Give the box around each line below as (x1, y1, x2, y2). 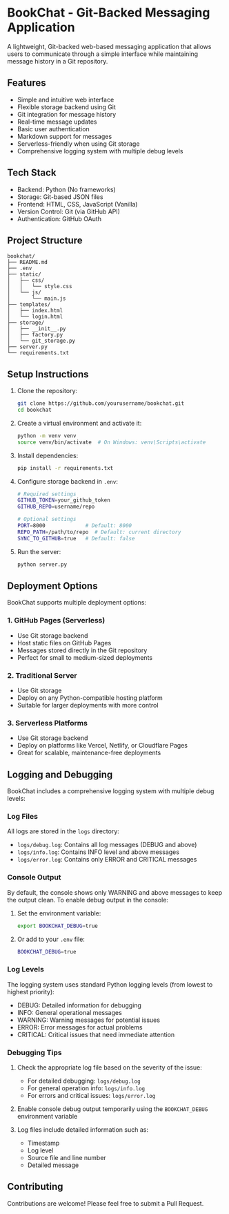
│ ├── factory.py (7, 332, 63, 339)
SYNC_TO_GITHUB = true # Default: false (17, 535, 135, 542)
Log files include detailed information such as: (17, 1126, 148, 1134)
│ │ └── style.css (7, 283, 72, 290)
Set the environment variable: (17, 909, 101, 917)
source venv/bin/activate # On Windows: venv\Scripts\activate (17, 439, 206, 446)
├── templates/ (7, 301, 51, 308)
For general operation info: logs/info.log (27, 1084, 146, 1092)
